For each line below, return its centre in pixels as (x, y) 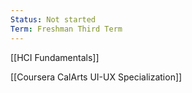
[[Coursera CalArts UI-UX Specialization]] (96, 77)
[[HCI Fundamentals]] (55, 57)
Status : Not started (53, 19)
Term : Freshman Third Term (66, 29)
